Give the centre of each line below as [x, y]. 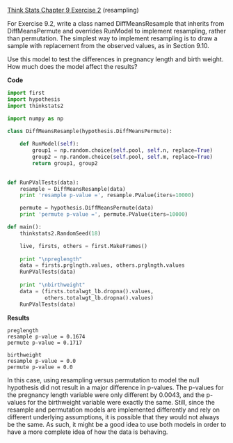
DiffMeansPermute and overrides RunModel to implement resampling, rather [117, 31]
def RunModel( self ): [49, 144]
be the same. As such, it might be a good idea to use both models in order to [117, 424]
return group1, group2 [65, 163]
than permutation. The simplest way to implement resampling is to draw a [112, 38]
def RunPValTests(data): [43, 182]
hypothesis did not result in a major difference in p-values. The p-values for [115, 387]
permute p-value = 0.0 [40, 367]
